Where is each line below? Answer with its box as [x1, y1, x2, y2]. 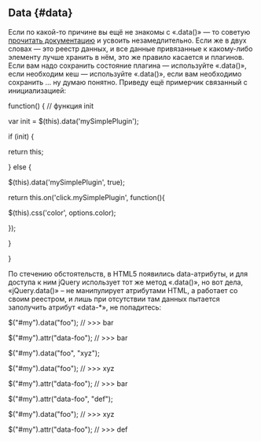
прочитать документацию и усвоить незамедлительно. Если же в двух [8, 35, 247, 45]
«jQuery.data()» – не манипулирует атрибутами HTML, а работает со [8, 285, 238, 295]
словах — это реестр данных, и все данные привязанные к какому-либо [8, 43, 253, 54]
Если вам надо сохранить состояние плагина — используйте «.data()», [8, 61, 248, 70]
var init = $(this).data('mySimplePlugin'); [8, 116, 139, 125]
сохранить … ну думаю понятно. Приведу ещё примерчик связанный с [8, 77, 248, 87]
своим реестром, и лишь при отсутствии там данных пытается [8, 294, 220, 303]
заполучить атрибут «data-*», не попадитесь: [8, 303, 162, 312]
